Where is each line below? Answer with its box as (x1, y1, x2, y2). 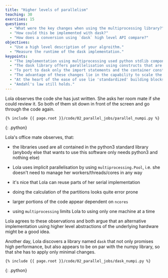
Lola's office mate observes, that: (5, 134, 74, 140)
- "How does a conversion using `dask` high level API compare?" (9, 35, 149, 40)
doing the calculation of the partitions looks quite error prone (12, 188, 138, 195)
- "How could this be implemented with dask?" (9, 30, 108, 35)
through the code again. (5, 106, 55, 112)
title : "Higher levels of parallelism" (5, 7, 88, 12)
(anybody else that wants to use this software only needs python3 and (12, 149, 158, 155)
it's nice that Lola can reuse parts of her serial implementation (12, 179, 140, 185)
